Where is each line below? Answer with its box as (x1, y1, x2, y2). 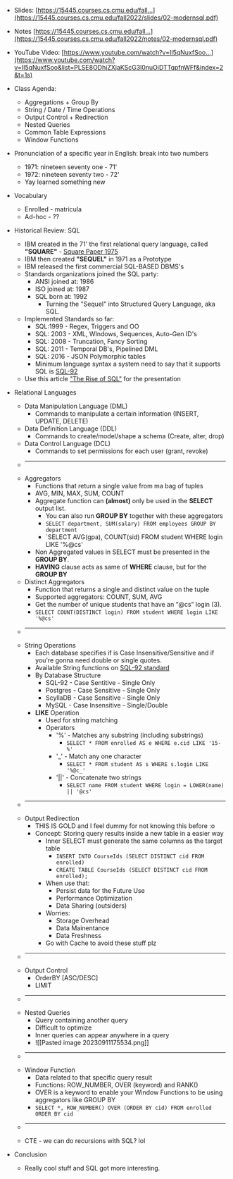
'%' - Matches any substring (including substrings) (56, 731, 204, 739)
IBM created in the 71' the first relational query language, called (24, 240, 208, 248)
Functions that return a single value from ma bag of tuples (34, 482, 203, 490)
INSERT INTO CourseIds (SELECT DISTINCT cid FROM (56, 853, 205, 860)
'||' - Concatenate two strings (56, 773, 142, 782)
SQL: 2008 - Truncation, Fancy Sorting (34, 338, 148, 345)
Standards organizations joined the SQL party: (24, 270, 159, 278)
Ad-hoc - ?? (24, 213, 60, 221)
